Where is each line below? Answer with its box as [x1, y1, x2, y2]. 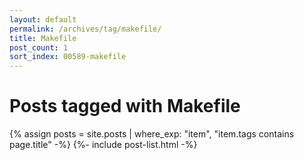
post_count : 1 [9, 42, 69, 53]
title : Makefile [9, 33, 77, 43]
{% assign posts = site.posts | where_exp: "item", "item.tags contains [9, 128, 295, 140]
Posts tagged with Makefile [9, 95, 241, 118]
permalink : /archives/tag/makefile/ [9, 24, 162, 34]
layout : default [9, 14, 77, 25]
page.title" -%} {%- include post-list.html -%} [9, 139, 198, 151]
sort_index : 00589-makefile [9, 52, 127, 62]
